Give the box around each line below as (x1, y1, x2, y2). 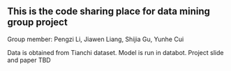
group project (7, 17, 68, 29)
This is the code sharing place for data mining (7, 6, 211, 17)
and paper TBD (7, 56, 51, 64)
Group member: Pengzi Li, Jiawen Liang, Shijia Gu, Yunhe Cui (7, 35, 184, 43)
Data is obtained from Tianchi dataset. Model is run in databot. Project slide (7, 48, 224, 56)
